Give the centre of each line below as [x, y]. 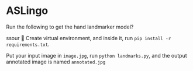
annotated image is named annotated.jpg [56, 62]
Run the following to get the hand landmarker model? [70, 27]
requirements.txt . [28, 44]
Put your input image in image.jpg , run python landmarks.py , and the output [96, 55]
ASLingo [27, 11]
